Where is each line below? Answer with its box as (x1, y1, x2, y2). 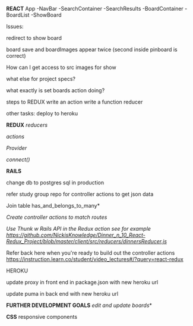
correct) (6, 52, 26, 59)
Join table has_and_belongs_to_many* (6, 202, 100, 209)
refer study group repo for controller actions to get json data (6, 190, 154, 198)
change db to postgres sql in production (6, 179, 105, 186)
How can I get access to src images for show (6, 64, 117, 71)
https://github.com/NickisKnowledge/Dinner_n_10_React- (6, 231, 145, 239)
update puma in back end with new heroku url (6, 290, 119, 297)
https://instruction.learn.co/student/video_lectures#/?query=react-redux (6, 256, 184, 262)
